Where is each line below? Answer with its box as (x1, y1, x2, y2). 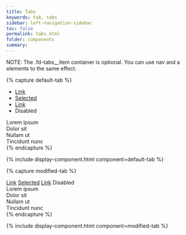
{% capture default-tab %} (6, 76, 72, 84)
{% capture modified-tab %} (6, 167, 77, 174)
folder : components (6, 36, 55, 42)
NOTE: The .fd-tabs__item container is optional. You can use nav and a (6, 58, 181, 66)
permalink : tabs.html (6, 31, 60, 37)
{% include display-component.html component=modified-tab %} (6, 222, 169, 229)
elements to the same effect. (6, 65, 77, 72)
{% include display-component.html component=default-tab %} (6, 155, 164, 163)
